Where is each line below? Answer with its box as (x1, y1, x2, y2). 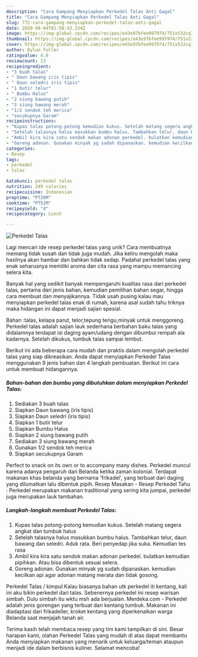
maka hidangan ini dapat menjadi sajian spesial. (6, 305, 122, 312)
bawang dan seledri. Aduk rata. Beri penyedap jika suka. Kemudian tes (14, 540, 186, 547)
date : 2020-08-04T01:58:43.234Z (6, 25, 85, 31)
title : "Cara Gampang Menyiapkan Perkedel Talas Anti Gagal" (6, 14, 160, 20)
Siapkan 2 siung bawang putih (14, 431, 88, 439)
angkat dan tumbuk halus (14, 528, 77, 535)
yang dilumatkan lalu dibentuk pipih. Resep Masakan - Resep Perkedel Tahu (6, 481, 190, 488)
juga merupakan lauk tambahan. (6, 493, 84, 500)
